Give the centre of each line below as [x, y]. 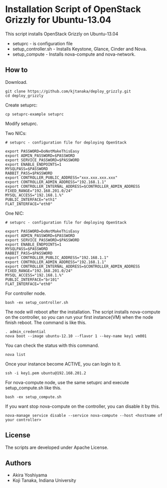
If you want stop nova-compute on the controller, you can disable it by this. [83, 406]
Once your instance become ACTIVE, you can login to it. [63, 364]
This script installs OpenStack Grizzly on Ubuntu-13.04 [62, 34]
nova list [16, 354]
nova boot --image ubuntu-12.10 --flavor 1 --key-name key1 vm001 [76, 336]
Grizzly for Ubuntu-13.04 [58, 20]
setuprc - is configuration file [42, 43]
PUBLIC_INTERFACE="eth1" [31, 199]
